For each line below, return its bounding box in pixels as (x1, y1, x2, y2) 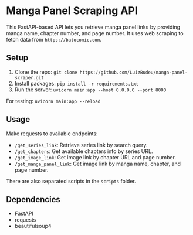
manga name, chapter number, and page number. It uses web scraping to (6, 29, 184, 36)
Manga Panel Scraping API (6, 4, 138, 18)
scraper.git (14, 74, 44, 80)
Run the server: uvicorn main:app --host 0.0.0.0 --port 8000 (14, 86, 167, 93)
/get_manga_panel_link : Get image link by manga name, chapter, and (14, 160, 181, 167)
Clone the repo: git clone (14, 69, 77, 76)
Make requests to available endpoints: (6, 130, 98, 137)
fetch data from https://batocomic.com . (6, 36, 101, 43)
